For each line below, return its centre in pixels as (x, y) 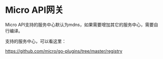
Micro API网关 (34, 10)
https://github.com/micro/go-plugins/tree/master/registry (64, 51)
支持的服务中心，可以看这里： (36, 41)
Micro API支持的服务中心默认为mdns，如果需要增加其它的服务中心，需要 (80, 25)
